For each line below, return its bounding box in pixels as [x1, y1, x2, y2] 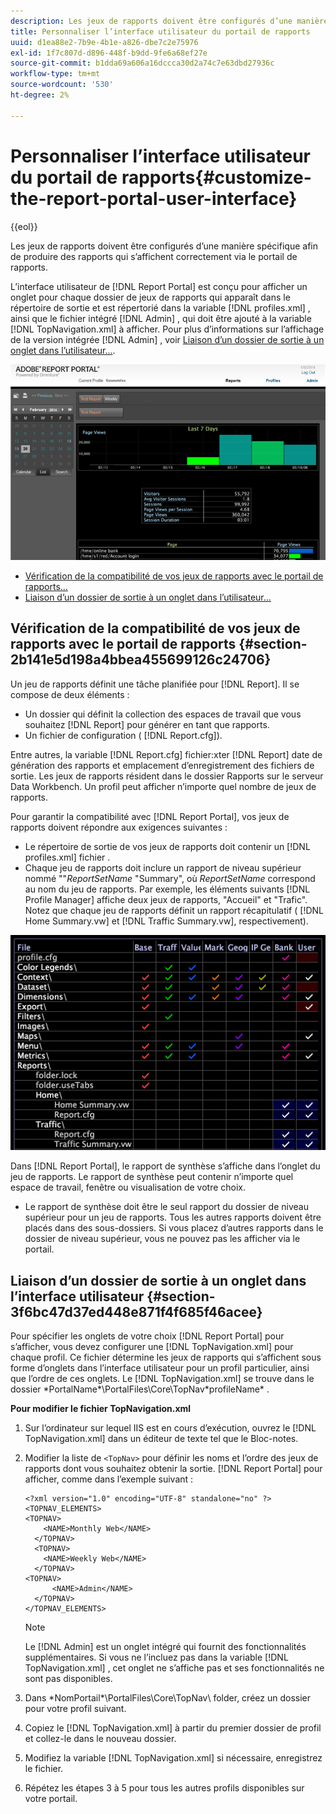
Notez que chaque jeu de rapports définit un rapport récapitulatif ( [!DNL [24, 904, 324, 916]
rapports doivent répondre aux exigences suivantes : [10, 821, 228, 833]
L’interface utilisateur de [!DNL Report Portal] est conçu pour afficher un [10, 280, 308, 292]
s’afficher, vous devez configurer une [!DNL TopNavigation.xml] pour [10, 1341, 294, 1353]
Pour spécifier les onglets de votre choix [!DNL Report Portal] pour [10, 1330, 285, 1342]
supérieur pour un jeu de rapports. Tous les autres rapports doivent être [24, 1211, 322, 1224]
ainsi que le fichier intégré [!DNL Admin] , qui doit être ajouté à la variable [10, 312, 312, 324]
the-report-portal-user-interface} [10, 187, 298, 210]
